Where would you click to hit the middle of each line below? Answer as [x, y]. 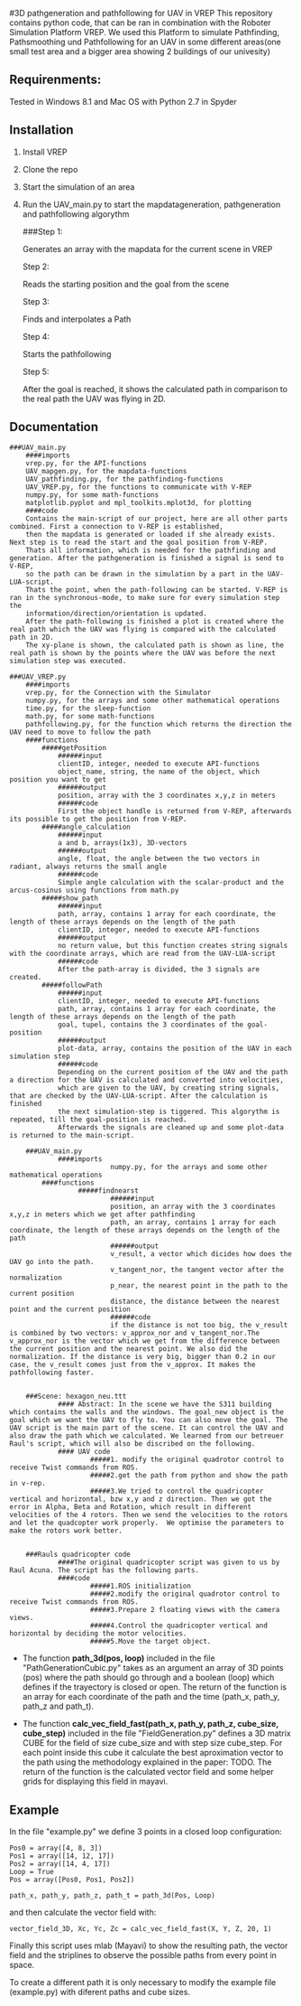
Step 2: [36, 267]
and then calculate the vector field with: [83, 1912]
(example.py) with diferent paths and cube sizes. [100, 1992]
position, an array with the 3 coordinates [193, 1207]
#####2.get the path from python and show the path [189, 1476]
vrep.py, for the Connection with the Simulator [119, 693]
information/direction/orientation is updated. [116, 614]
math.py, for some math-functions [90, 717]
